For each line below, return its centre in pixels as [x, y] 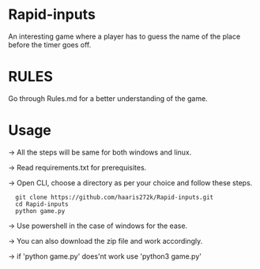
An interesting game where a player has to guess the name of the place [124, 36]
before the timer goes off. [50, 44]
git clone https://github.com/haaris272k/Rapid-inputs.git [115, 197]
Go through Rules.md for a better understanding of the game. [108, 98]
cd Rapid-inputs [42, 204]
